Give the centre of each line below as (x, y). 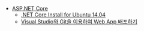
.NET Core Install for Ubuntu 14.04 (63, 15)
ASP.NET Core (30, 8)
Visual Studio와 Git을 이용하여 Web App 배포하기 (79, 22)
